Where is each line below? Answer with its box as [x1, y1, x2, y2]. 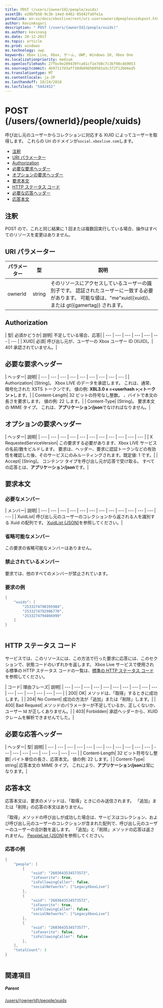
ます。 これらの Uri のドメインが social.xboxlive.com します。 [13, 138, 136, 144]
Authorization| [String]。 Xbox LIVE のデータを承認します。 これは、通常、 [5, 380, 154, 386]
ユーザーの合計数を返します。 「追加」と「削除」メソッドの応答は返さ [13, 826, 155, 832]
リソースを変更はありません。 [13, 232, 73, 238]
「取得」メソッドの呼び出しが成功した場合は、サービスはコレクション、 [5, 814, 149, 820]
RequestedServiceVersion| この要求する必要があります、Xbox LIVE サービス [5, 440, 157, 446]
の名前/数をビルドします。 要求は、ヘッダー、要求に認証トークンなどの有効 [5, 446, 156, 452]
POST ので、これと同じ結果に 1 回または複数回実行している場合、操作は [5, 226, 149, 232]
